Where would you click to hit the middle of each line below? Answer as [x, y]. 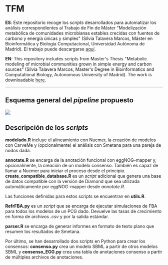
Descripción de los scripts [47, 128]
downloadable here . [26, 80]
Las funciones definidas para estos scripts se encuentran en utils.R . [75, 196]
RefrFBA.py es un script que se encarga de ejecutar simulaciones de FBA [81, 206]
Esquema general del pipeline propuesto [69, 100]
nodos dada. [18, 150]
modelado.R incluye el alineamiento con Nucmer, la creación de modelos [80, 140]
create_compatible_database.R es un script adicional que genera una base [83, 176]
